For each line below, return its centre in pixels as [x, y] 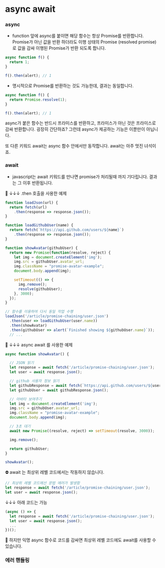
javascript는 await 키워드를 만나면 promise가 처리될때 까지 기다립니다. [80, 177]
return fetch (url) [28, 207]
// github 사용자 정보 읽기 [35, 381]
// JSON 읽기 [22, 363]
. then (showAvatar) [28, 325]
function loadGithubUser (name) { [39, 226]
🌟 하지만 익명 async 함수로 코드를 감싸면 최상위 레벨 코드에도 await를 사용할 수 [81, 540]
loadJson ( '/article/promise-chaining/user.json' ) [57, 316]
